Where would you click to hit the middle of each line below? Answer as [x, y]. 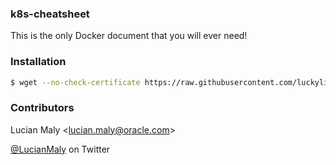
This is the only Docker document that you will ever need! [129, 36]
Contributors [42, 108]
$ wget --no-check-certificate [75, 82]
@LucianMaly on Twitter [60, 149]
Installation [38, 62]
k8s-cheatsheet [50, 14]
